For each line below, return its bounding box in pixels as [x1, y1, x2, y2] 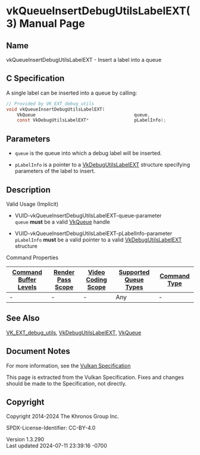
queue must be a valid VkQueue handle [14, 218, 110, 225]
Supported [118, 268, 150, 276]
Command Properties [6, 254, 58, 261]
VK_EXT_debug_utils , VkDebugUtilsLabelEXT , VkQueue [6, 329, 142, 336]
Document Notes [6, 346, 70, 356]
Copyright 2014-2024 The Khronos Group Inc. [6, 413, 119, 420]
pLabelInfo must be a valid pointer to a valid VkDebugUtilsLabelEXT [14, 236, 182, 243]
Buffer [18, 275, 37, 284]
